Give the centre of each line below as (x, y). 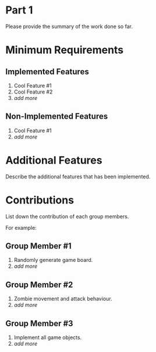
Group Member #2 (39, 284)
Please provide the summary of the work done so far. (69, 26)
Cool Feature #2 (33, 92)
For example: (21, 227)
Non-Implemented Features (57, 117)
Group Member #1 (39, 246)
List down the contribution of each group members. (67, 216)
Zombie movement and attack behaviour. (63, 299)
